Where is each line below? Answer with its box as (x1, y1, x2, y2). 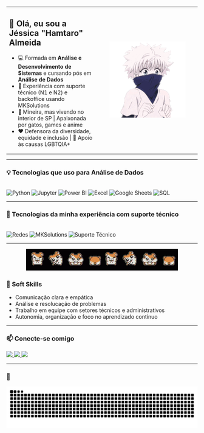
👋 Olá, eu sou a (8, 19, 67, 29)
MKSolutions (18, 102, 50, 109)
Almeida (8, 38, 41, 48)
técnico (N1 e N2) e (18, 89, 68, 96)
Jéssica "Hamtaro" (8, 28, 84, 38)
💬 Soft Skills (6, 280, 42, 288)
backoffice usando (18, 95, 65, 102)
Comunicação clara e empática (15, 294, 93, 301)
